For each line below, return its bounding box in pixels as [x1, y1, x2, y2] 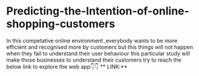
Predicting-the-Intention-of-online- [6, 4, 189, 18]
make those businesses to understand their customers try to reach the [6, 56, 181, 63]
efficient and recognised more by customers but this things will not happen [6, 43, 194, 51]
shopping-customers [6, 17, 116, 31]
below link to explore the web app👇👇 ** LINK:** [6, 63, 128, 70]
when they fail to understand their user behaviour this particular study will [6, 49, 191, 57]
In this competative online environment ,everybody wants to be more [6, 37, 178, 44]
